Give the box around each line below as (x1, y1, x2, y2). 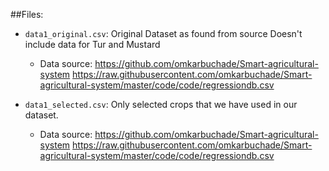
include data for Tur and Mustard (24, 39, 161, 50)
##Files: (10, 9, 44, 20)
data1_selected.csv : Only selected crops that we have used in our (24, 99, 298, 110)
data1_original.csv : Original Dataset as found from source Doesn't (24, 28, 303, 39)
